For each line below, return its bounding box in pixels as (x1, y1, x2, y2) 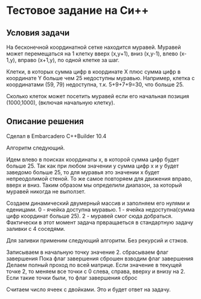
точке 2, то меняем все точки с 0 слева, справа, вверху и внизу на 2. (6, 268, 186, 275)
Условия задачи (6, 28, 70, 38)
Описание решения (6, 116, 85, 127)
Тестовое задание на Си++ (6, 4, 149, 17)
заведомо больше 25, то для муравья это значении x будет (6, 168, 160, 175)
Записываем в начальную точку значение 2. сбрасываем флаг (6, 248, 169, 256)
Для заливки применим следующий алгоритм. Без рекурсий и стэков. (6, 236, 188, 244)
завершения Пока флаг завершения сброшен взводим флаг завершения (6, 254, 194, 262)
